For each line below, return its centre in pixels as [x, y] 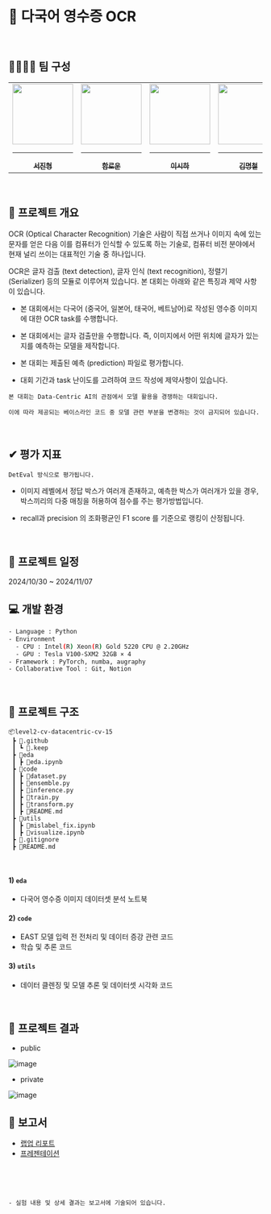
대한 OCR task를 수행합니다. [73, 318]
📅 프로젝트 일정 [44, 561]
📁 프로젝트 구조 [44, 711]
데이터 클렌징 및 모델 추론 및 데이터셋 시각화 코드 [96, 985]
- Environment [32, 639]
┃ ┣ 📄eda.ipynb [37, 763]
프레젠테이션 [40, 1154]
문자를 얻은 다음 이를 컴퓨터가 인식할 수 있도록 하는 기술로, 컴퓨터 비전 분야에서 [132, 243]
